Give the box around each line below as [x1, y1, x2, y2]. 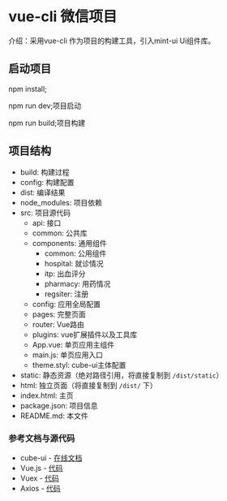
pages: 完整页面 [32, 309, 87, 319]
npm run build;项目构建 [8, 118, 86, 127]
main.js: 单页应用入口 [32, 350, 104, 360]
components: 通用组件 [32, 238, 107, 248]
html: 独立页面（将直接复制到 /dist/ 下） [19, 380, 158, 390]
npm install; [8, 84, 47, 93]
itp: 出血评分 [44, 269, 86, 279]
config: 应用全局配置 [32, 299, 101, 309]
